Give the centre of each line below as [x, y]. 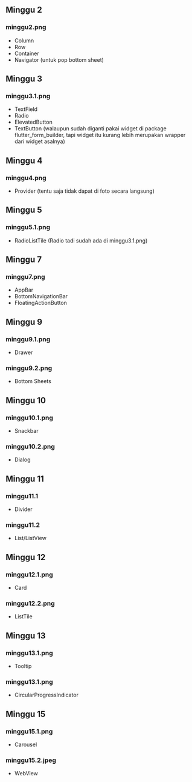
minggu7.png [26, 277]
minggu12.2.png [30, 603]
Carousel [26, 744]
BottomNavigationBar [41, 296]
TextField [26, 109]
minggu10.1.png [30, 418]
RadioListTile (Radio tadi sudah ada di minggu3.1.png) [81, 240]
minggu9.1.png [28, 339]
